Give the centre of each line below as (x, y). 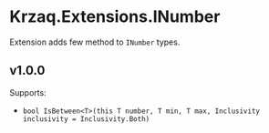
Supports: (28, 92)
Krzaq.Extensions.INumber (115, 17)
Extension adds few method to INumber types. (95, 42)
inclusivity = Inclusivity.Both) (86, 119)
